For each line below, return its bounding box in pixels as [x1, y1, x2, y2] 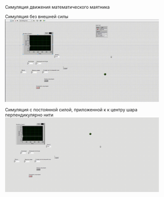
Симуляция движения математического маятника [5, 4, 110, 10]
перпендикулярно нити [5, 112, 54, 118]
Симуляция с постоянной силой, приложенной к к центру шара [5, 107, 138, 113]
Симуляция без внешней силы [5, 14, 68, 19]
